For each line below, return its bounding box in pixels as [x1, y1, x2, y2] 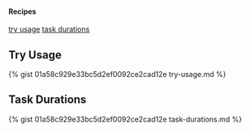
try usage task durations [8, 24, 90, 34]
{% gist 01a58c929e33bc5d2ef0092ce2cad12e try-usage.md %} [8, 70, 226, 79]
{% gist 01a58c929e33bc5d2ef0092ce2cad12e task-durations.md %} [8, 114, 242, 124]
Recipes [8, 6, 37, 16]
